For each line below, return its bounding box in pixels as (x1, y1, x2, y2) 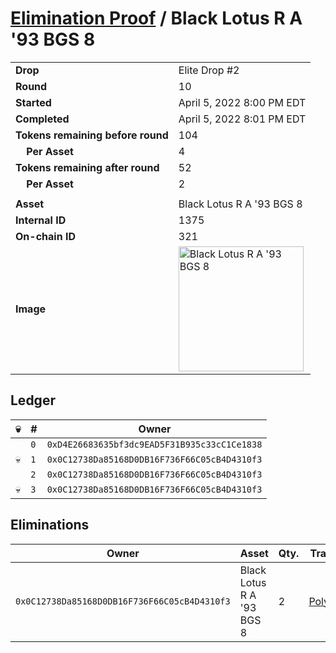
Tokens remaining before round (15, 128, 169, 142)
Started (15, 95, 52, 109)
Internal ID (15, 213, 67, 227)
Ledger (10, 392, 56, 409)
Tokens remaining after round (15, 160, 160, 174)
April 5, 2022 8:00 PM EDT (178, 95, 307, 109)
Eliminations (10, 517, 90, 534)
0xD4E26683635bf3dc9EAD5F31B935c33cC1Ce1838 (46, 438, 263, 450)
